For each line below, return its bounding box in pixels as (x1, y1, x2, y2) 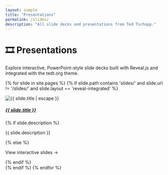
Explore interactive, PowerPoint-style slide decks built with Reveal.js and (5, 65, 158, 71)
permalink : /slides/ (5, 17, 50, 22)
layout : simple (5, 7, 38, 13)
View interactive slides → (5, 150, 59, 156)
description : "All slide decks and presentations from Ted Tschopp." (5, 21, 157, 27)
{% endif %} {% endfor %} (5, 165, 62, 171)
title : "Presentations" (5, 12, 56, 17)
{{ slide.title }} (5, 107, 37, 113)
